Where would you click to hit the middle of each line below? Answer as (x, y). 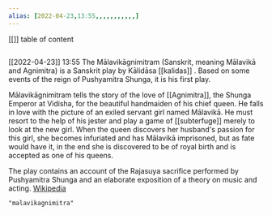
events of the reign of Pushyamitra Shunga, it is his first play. (110, 79)
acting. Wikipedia (37, 188)
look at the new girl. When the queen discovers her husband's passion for (132, 129)
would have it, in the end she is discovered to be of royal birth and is (122, 146)
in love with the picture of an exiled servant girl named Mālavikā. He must (131, 112)
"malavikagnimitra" (41, 203)
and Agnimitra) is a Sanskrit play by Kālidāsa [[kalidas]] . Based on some (129, 71)
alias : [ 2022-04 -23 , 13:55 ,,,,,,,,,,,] (74, 16)
